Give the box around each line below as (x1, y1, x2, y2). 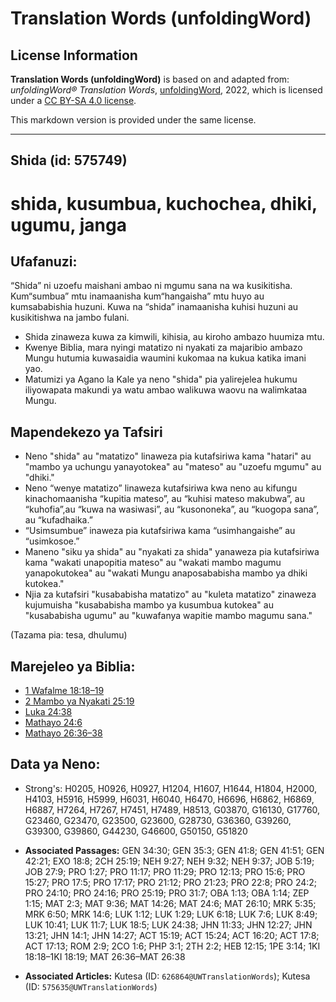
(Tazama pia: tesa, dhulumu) (10, 629, 128, 641)
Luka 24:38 (24, 706, 73, 718)
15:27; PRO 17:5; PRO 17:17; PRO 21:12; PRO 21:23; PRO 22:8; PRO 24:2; (24, 876, 318, 888)
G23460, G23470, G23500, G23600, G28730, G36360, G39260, (24, 814, 292, 826)
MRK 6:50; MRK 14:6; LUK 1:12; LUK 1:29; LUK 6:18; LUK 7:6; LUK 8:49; (24, 908, 318, 920)
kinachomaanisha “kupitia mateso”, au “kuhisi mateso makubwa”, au (24, 493, 305, 505)
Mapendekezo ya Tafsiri (10, 423, 163, 441)
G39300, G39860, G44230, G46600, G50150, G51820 (24, 825, 248, 837)
